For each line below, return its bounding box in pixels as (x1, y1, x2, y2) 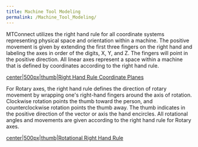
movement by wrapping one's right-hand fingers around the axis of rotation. (6, 91, 192, 98)
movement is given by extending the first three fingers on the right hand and (6, 43, 193, 50)
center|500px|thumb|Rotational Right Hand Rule (6, 134, 123, 141)
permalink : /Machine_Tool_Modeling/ (6, 14, 97, 20)
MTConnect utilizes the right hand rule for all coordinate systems (6, 30, 165, 37)
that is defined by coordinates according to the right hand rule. (6, 62, 159, 69)
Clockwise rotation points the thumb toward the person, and (6, 97, 153, 104)
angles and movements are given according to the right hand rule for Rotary (6, 116, 191, 123)
